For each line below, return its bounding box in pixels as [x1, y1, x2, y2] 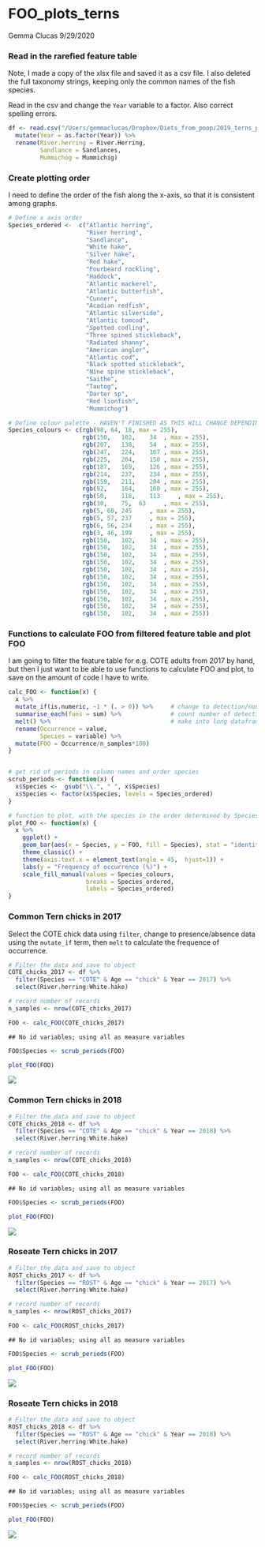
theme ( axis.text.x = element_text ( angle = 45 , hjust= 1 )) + [22, 856, 224, 863]
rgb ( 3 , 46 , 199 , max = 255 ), [82, 529, 196, 537]
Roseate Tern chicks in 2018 [8, 1398, 118, 1409]
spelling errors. [8, 109, 58, 118]
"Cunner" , [85, 294, 118, 302]
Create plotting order [8, 172, 91, 183]
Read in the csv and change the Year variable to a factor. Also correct [8, 100, 233, 110]
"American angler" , [85, 346, 150, 354]
